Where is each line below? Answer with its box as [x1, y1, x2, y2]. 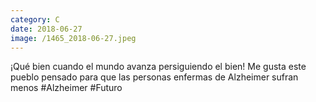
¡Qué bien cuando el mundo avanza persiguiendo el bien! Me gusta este [10, 61, 307, 73]
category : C [10, 14, 60, 25]
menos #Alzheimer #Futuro [10, 82, 123, 94]
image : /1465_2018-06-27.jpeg [10, 33, 137, 43]
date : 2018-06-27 [10, 24, 83, 34]
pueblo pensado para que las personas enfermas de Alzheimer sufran [10, 71, 299, 83]
